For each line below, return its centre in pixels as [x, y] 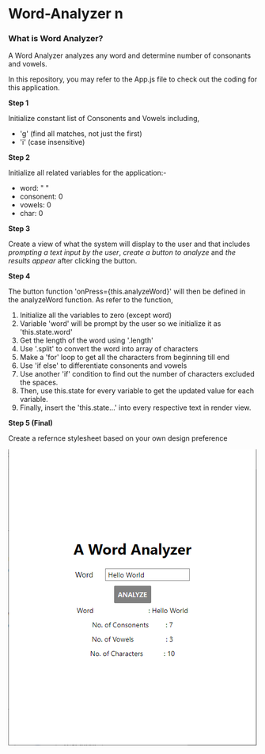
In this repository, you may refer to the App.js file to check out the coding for [133, 79]
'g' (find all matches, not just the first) [81, 134]
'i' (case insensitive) [52, 142]
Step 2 [19, 157]
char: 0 [31, 214]
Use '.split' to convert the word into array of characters [109, 349]
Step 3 [19, 229]
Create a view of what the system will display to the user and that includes [129, 244]
